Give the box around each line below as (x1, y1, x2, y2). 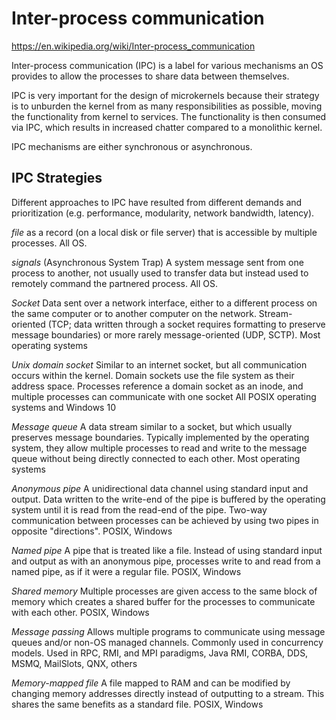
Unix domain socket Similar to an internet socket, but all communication (11, 358, 308, 371)
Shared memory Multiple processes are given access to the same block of (11, 585, 318, 597)
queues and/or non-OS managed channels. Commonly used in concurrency (11, 636, 324, 648)
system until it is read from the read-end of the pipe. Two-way (11, 503, 268, 516)
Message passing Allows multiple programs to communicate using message (11, 625, 326, 637)
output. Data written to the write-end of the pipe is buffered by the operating (11, 493, 326, 505)
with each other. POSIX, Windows (11, 606, 150, 618)
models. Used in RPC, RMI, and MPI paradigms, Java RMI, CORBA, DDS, (11, 647, 309, 659)
